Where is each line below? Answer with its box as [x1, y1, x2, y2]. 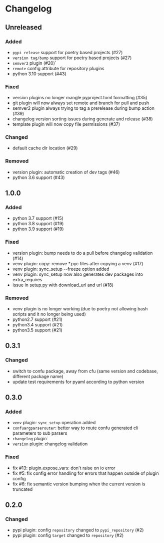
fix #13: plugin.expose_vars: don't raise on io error [12, 465, 115, 471]
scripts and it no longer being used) [12, 311, 86, 317]
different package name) [12, 373, 63, 379]
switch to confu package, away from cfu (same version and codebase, [12, 368, 158, 374]
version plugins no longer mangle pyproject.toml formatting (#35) [12, 95, 147, 101]
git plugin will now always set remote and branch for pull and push [12, 100, 149, 106]
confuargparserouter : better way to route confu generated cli [12, 425, 138, 431]
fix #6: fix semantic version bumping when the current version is [12, 481, 145, 487]
